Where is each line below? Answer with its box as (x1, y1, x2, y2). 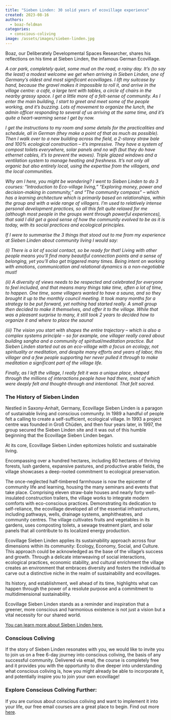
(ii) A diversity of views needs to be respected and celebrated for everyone (5, 279, 163, 285)
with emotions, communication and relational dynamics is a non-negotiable (5, 263, 165, 269)
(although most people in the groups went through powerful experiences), (5, 211, 161, 217)
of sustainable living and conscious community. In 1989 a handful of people (5, 411, 164, 417)
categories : (5, 27, 31, 32)
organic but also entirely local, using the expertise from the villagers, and (5, 163, 160, 169)
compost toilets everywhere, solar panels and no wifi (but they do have (5, 146, 156, 152)
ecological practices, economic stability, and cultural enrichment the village (5, 559, 164, 566)
